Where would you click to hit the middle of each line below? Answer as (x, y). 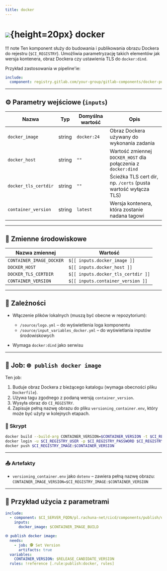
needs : (16, 540)
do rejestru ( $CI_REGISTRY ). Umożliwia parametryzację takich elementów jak (83, 53)
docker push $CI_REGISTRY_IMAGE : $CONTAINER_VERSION (60, 446)
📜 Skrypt (16, 426)
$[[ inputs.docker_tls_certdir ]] (109, 274)
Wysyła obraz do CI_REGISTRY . (43, 403)
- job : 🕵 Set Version (37, 545)
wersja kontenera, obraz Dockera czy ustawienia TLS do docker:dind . (76, 59)
